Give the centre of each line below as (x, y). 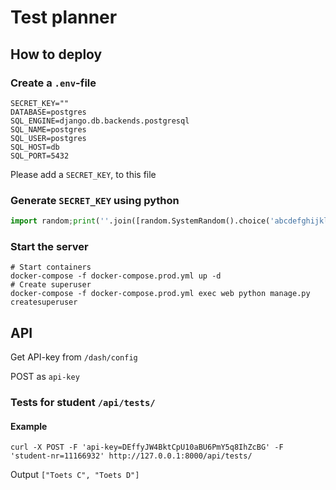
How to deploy (56, 54)
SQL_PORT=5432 (40, 156)
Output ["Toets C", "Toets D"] (75, 475)
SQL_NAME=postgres (48, 129)
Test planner (64, 17)
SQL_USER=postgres (48, 138)
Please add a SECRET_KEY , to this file (83, 174)
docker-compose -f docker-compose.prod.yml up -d (116, 276)
